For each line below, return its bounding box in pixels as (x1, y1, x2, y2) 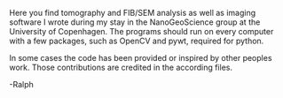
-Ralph (9, 79, 34, 89)
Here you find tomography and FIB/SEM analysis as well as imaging (9, 8, 256, 18)
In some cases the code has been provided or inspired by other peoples (9, 53, 272, 63)
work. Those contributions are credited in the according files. (9, 62, 233, 72)
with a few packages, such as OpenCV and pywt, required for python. (9, 35, 264, 46)
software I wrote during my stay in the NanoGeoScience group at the (9, 17, 261, 27)
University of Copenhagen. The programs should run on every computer (9, 26, 274, 36)
